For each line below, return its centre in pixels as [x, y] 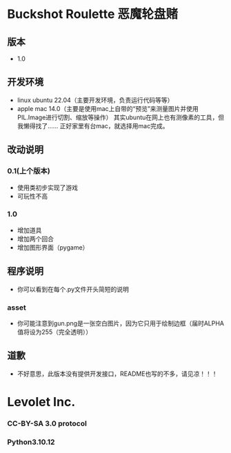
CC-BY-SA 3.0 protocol [47, 423]
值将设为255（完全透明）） [54, 332]
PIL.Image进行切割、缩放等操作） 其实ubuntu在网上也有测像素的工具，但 [121, 117]
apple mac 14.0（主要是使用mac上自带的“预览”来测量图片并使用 [108, 108]
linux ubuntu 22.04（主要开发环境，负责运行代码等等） [95, 100]
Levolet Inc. [41, 402]
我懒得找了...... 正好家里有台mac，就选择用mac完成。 [93, 125]
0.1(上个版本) [29, 171]
